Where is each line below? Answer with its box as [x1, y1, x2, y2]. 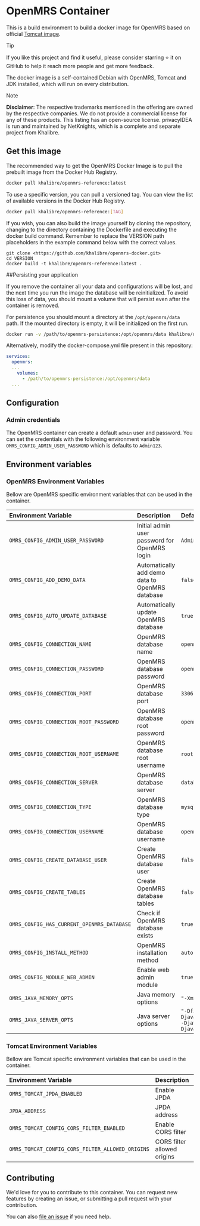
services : [6, 354, 31, 360]
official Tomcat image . [6, 30, 61, 37]
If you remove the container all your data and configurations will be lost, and [6, 283, 193, 290]
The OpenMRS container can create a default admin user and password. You [6, 429, 193, 437]
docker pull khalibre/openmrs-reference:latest [6, 180, 127, 186]
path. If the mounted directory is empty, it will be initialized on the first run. [6, 320, 189, 327]
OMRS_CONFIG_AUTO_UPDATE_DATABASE [9, 612, 107, 619]
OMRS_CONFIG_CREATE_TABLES [9, 889, 86, 896]
